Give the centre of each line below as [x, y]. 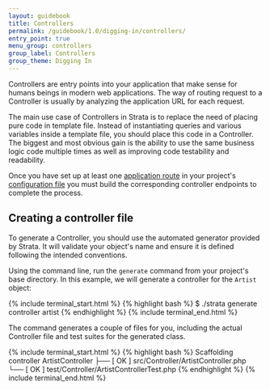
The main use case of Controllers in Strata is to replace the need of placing [133, 117]
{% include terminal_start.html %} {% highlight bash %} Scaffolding [121, 352]
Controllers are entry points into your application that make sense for [123, 84]
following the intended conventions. [68, 255]
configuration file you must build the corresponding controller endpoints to [133, 184]
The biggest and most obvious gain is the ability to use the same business [131, 142]
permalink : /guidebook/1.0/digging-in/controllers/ [97, 31]
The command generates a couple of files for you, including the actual [125, 328]
